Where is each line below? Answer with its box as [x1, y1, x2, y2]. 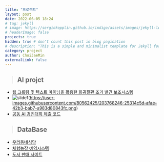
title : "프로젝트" [5, 7, 39, 12]
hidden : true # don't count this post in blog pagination [5, 39, 125, 44]
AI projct [17, 76, 44, 84]
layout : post [5, 12, 32, 17]
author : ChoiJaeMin [5, 53, 45, 58]
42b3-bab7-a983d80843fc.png [12, 105, 77, 111]
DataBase [17, 126, 47, 134]
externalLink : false [5, 57, 47, 62]
